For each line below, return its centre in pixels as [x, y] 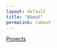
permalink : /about [28, 22]
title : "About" [25, 17]
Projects [16, 39]
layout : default [26, 11]
